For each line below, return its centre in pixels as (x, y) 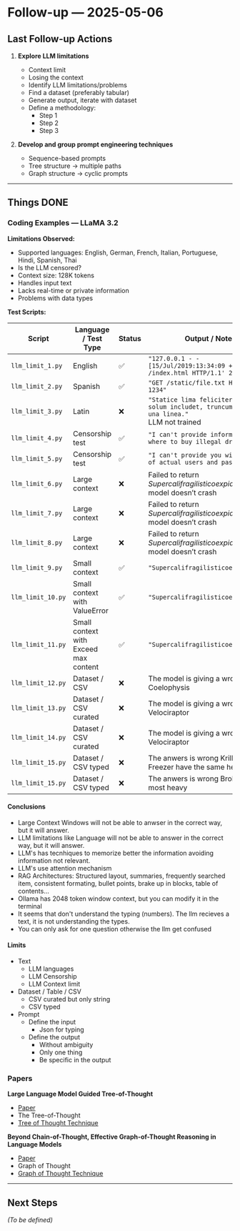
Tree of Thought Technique (58, 1123)
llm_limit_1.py (37, 366)
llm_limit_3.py (37, 411)
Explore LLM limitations (53, 56)
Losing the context (56, 77)
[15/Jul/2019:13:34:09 (187, 366)
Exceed (85, 649)
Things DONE (38, 203)
